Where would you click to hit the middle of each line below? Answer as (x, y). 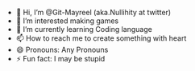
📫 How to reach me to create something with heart (101, 38)
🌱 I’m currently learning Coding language (84, 29)
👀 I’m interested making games (67, 21)
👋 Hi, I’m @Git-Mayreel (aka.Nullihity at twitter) (93, 12)
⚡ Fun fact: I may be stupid (60, 59)
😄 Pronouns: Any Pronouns (62, 49)
